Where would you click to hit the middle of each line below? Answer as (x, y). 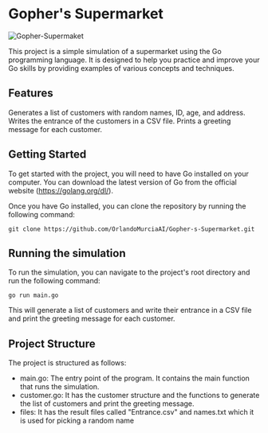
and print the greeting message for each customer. (92, 318)
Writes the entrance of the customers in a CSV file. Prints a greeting (120, 121)
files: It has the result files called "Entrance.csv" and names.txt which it (137, 412)
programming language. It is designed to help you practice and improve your (134, 60)
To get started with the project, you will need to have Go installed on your (128, 174)
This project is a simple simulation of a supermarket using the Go (115, 51)
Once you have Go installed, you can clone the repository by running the (127, 206)
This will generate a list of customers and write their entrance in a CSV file (130, 310)
